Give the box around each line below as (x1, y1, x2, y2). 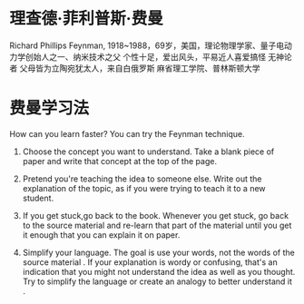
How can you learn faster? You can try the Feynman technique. (9, 128, 245, 139)
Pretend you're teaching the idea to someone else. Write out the (22, 173, 262, 184)
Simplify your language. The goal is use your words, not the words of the (22, 247, 295, 258)
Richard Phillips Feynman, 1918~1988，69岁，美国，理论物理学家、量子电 (9, 40, 284, 51)
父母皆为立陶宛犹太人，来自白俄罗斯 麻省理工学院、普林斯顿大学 (19, 63, 260, 74)
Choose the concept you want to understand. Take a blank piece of (22, 146, 275, 157)
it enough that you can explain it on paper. (22, 229, 181, 240)
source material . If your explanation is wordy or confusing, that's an (22, 256, 279, 268)
